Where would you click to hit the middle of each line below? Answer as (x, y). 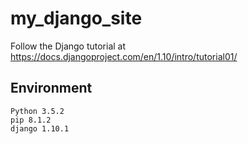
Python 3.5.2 (37, 111)
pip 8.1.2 (31, 120)
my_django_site (76, 18)
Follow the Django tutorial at (68, 46)
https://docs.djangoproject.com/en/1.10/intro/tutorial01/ (124, 56)
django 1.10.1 (40, 128)
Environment (51, 88)
